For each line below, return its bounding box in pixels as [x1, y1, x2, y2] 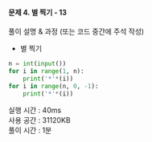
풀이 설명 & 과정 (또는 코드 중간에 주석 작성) [8, 26, 145, 36]
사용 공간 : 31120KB [8, 115, 71, 124]
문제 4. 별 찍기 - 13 [8, 7, 67, 17]
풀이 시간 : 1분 [8, 125, 52, 135]
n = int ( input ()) [8, 60, 67, 68]
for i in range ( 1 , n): [8, 67, 84, 75]
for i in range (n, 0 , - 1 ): [8, 82, 99, 90]
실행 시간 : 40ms [8, 105, 62, 115]
